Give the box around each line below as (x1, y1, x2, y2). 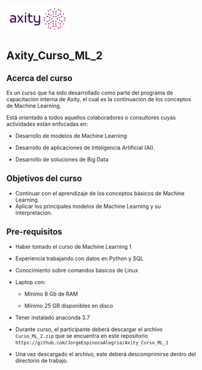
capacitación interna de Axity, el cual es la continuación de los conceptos (6, 96, 191, 102)
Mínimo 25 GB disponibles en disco (24, 302, 114, 309)
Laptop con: (15, 278, 46, 285)
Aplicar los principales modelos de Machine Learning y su (15, 202, 161, 210)
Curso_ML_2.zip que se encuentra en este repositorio (15, 332, 148, 340)
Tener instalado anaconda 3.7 (15, 313, 90, 321)
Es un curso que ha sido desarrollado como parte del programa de (6, 89, 173, 96)
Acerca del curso (6, 73, 73, 84)
